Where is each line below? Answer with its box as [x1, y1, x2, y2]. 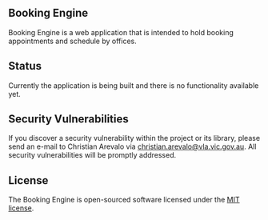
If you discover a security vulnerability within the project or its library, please [8, 134, 261, 143]
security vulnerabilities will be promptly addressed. [8, 150, 177, 160]
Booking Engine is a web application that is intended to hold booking [8, 27, 234, 37]
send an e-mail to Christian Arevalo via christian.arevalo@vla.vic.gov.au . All [8, 142, 257, 151]
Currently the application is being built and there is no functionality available [8, 80, 259, 90]
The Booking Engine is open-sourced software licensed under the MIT [8, 195, 240, 205]
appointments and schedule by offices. [8, 36, 138, 46]
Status [8, 59, 42, 73]
